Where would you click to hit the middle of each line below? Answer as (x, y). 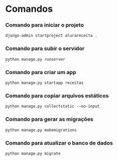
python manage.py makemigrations (41, 130)
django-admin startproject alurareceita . (51, 36)
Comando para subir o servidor (45, 48)
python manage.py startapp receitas (44, 83)
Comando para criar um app (41, 72)
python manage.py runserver (35, 59)
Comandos (29, 9)
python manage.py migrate (33, 153)
